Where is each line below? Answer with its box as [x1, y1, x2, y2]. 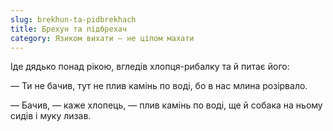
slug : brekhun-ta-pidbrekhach [10, 14, 137, 25]
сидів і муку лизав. [10, 110, 92, 122]
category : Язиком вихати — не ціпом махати [10, 33, 195, 43]
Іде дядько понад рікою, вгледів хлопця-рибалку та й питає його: [10, 61, 290, 73]
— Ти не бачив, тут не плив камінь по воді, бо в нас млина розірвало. [10, 80, 308, 92]
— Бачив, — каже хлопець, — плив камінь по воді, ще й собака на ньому [10, 99, 323, 111]
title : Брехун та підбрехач [10, 24, 128, 34]
